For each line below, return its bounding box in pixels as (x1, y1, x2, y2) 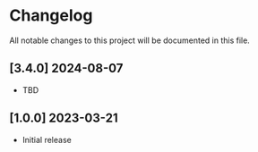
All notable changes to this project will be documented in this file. (9, 35, 251, 46)
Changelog (9, 5, 93, 26)
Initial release (21, 134, 72, 145)
